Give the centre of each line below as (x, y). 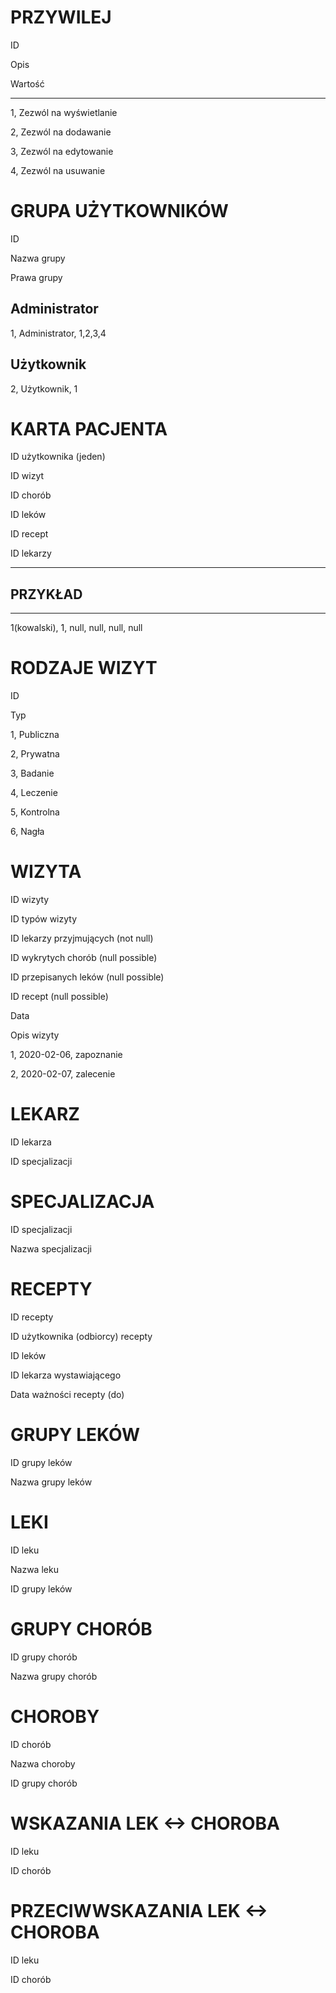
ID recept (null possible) (59, 997)
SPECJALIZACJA (82, 1202)
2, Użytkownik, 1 (44, 388)
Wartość (27, 83)
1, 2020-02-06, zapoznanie (66, 1055)
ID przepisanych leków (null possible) (87, 977)
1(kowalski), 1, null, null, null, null (76, 628)
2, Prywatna (35, 754)
